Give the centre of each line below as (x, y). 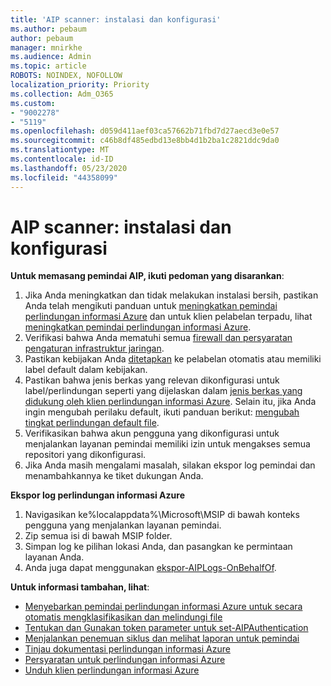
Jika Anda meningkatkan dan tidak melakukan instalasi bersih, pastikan (171, 295)
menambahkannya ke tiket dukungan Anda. (114, 476)
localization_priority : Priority (80, 85)
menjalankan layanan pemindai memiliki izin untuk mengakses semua (167, 444)
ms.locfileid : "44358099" (64, 177)
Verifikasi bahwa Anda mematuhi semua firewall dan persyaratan (158, 338)
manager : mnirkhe (46, 47)
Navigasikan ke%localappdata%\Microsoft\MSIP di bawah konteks (162, 515)
